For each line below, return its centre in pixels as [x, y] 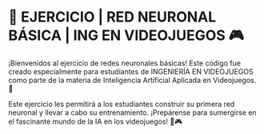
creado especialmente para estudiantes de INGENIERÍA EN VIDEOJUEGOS [131, 71]
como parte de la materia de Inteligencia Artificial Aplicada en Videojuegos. [132, 80]
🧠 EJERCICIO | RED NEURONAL [112, 17]
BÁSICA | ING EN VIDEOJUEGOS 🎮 [126, 35]
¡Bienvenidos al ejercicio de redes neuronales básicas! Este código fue [125, 63]
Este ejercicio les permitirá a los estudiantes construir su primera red [122, 104]
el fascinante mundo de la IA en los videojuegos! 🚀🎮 [95, 121]
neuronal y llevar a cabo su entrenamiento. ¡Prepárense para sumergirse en [133, 112]
